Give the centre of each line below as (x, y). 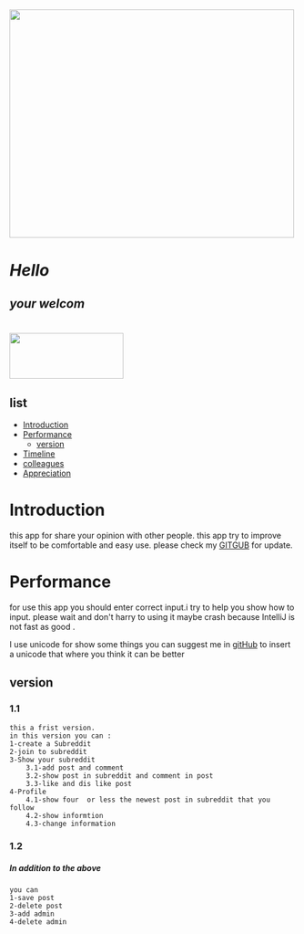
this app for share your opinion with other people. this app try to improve (146, 535)
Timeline (39, 454)
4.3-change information (71, 824)
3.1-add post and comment (75, 768)
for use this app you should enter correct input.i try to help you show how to (152, 607)
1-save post (32, 898)
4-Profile (28, 792)
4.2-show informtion (65, 815)
